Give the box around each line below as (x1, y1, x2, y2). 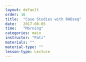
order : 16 (5, 12, 26, 17)
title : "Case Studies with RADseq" (5, 16, 81, 21)
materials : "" (5, 40, 35, 45)
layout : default (5, 7, 39, 12)
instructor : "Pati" (5, 35, 46, 40)
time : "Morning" (5, 26, 43, 31)
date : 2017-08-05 (5, 21, 46, 26)
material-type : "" (5, 44, 43, 49)
